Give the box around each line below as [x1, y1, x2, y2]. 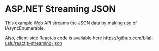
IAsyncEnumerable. [5, 25, 45, 31]
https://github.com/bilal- [103, 35, 154, 41]
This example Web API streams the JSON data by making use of [5, 20, 137, 26]
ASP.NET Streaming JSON [5, 3, 116, 15]
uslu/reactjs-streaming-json [5, 40, 62, 46]
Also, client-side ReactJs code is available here [5, 35, 102, 41]
